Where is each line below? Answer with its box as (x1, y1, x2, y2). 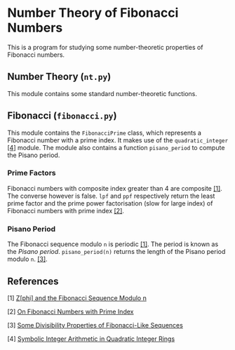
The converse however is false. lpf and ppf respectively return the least (7, 191, 215, 200)
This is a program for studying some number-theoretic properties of (7, 43, 203, 51)
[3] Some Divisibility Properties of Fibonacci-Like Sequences (7, 321, 184, 329)
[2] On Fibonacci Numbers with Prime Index (7, 307, 134, 316)
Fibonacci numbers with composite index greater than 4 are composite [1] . (7, 184, 222, 192)
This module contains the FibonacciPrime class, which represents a (7, 128, 202, 137)
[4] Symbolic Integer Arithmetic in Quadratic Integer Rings (7, 335, 175, 343)
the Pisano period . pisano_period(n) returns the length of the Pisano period (7, 248, 226, 256)
